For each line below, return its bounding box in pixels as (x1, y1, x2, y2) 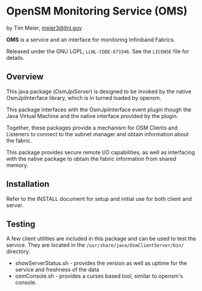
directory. (6, 248, 30, 255)
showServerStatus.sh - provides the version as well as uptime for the (15, 260, 187, 267)
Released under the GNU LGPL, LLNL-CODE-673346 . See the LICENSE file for (6, 47, 189, 55)
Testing (6, 219, 36, 229)
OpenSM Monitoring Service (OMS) (6, 4, 187, 18)
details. (6, 54, 25, 61)
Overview (6, 71, 44, 82)
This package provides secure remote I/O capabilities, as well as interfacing (6, 148, 195, 155)
